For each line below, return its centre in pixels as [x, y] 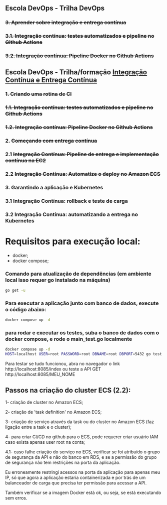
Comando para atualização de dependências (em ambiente [78, 274]
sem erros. [16, 498]
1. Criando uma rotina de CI [38, 94]
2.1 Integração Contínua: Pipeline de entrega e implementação [82, 154]
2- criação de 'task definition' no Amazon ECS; [53, 412]
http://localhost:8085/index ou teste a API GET [53, 369]
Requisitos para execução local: [73, 242]
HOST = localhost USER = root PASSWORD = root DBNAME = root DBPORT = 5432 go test [84, 354]
